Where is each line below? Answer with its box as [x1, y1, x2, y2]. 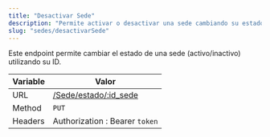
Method [12, 103, 42, 114]
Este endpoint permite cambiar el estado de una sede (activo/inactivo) [8, 49, 241, 58]
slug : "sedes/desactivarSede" [8, 26, 110, 34]
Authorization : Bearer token [52, 115, 158, 127]
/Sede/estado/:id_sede [52, 90, 139, 101]
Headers [12, 115, 45, 127]
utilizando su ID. [8, 57, 62, 66]
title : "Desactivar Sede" [8, 11, 95, 20]
